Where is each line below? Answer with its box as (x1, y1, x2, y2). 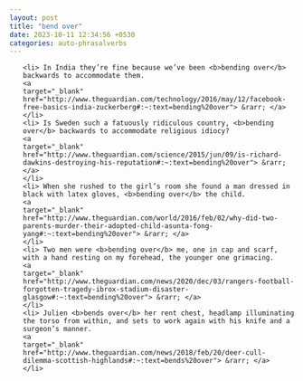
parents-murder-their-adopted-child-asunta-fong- (22, 222, 214, 231)
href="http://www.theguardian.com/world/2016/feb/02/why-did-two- (22, 214, 279, 223)
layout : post (9, 13, 59, 23)
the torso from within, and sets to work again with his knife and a (22, 317, 291, 326)
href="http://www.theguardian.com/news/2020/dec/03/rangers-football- (22, 277, 295, 286)
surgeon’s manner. (22, 325, 92, 334)
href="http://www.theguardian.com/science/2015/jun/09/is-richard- (22, 150, 282, 159)
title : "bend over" (9, 22, 83, 31)
